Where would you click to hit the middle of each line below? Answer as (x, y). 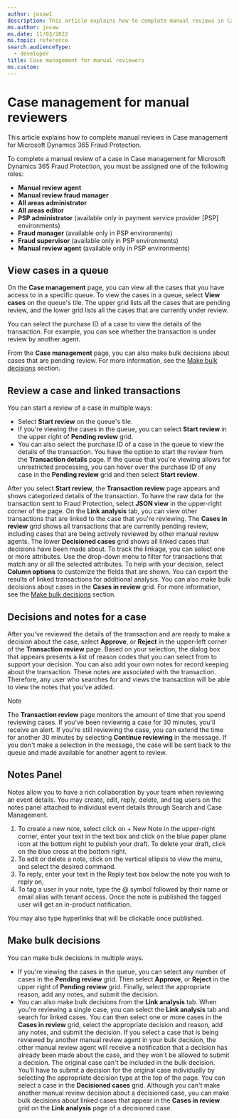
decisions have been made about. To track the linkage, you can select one (116, 549)
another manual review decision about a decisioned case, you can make (123, 1093)
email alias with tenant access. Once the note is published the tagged (119, 897)
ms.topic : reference (38, 41)
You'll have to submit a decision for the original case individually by (116, 1070)
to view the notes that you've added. (61, 687)
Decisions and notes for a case (77, 617)
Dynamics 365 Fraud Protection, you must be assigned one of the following (118, 166)
